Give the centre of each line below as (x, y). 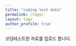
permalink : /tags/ (24, 14)
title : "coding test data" (33, 10)
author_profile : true (28, 24)
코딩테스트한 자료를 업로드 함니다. (38, 38)
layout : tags (19, 19)
